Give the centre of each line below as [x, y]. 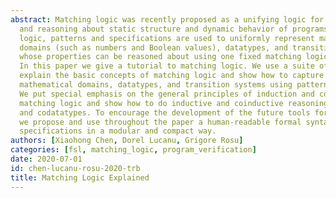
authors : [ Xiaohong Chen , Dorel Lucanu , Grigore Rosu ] [127, 141]
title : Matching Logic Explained [80, 177]
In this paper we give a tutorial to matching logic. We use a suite [167, 66]
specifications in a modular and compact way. [118, 131]
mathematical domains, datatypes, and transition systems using [156, 85]
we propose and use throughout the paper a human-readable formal [160, 122]
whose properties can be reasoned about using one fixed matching [160, 57]
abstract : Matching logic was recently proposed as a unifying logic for [167, 19]
